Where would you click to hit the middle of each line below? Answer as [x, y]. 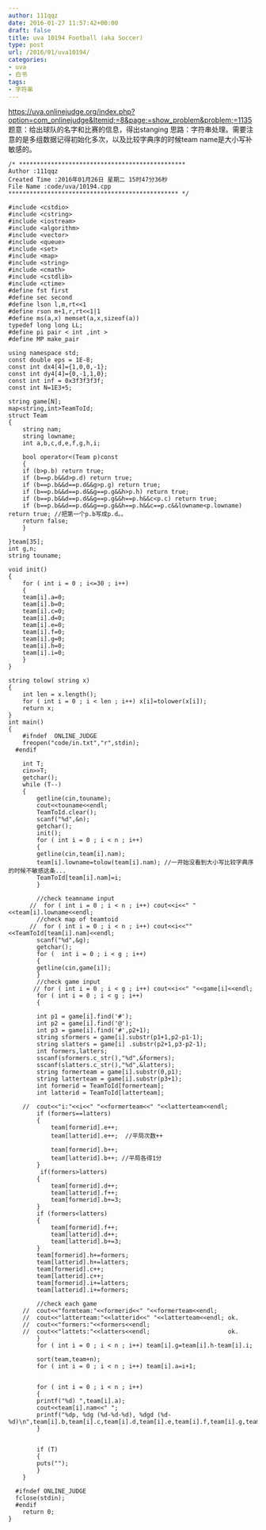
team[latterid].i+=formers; [83, 1290]
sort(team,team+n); [69, 1360]
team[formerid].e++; [84, 1128]
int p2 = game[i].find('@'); [85, 1023]
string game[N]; [35, 402]
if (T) [47, 1450]
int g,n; [23, 549]
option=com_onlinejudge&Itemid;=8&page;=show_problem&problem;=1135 [130, 120]
